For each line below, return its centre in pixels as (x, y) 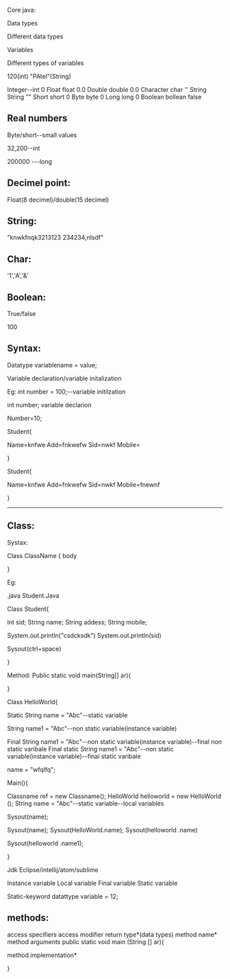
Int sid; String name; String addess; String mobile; (77, 622)
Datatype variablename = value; (52, 365)
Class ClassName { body (42, 555)
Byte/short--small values (42, 135)
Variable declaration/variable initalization (64, 378)
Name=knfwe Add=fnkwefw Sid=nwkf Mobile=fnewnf (84, 484)
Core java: (22, 10)
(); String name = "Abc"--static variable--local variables (86, 803)
